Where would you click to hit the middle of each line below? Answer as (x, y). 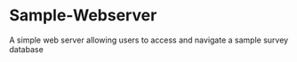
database (27, 49)
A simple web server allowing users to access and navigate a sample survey (149, 40)
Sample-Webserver (83, 15)
